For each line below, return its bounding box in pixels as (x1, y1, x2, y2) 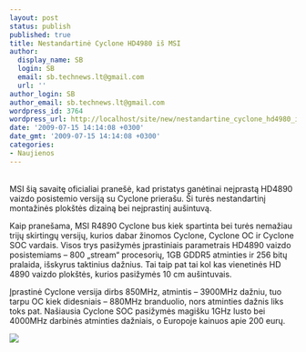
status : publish (9, 22, 71, 31)
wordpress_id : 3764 (9, 106, 84, 116)
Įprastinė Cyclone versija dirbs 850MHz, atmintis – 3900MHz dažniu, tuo (9, 286, 282, 297)
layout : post (9, 13, 59, 23)
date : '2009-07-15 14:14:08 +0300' (9, 124, 145, 133)
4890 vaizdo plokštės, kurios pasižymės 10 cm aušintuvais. (9, 268, 232, 279)
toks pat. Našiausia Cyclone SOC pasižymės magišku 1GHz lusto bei (9, 306, 266, 317)
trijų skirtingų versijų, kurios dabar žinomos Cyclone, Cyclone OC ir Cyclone (9, 229, 294, 241)
